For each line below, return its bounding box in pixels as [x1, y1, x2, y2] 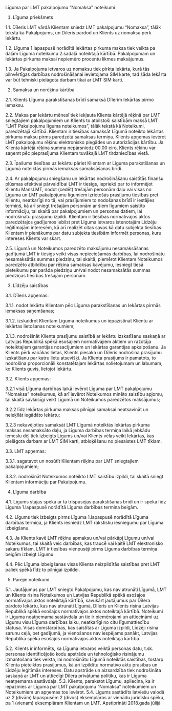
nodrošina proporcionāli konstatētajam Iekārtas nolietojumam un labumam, [5, 360, 163, 366]
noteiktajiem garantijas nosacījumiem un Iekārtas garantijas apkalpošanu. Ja [5, 344, 166, 350]
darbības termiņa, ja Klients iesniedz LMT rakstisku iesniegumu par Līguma [5, 520, 164, 525]
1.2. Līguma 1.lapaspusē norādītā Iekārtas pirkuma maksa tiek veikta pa [5, 45, 156, 51]
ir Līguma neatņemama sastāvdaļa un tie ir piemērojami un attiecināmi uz [5, 614, 159, 620]
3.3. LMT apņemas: [5, 448, 46, 454]
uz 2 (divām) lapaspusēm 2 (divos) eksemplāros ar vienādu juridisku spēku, [5, 695, 165, 700]
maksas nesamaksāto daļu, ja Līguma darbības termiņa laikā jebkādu [5, 428, 150, 433]
